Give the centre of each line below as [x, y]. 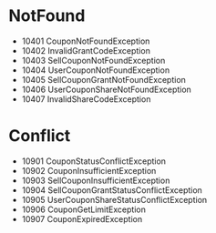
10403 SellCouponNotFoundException [93, 60]
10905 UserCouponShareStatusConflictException [114, 199]
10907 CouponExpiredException [82, 218]
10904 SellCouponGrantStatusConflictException [112, 190]
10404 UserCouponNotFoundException [96, 70]
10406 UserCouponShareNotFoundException [107, 89]
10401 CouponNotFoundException [86, 41]
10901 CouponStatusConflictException [93, 161]
